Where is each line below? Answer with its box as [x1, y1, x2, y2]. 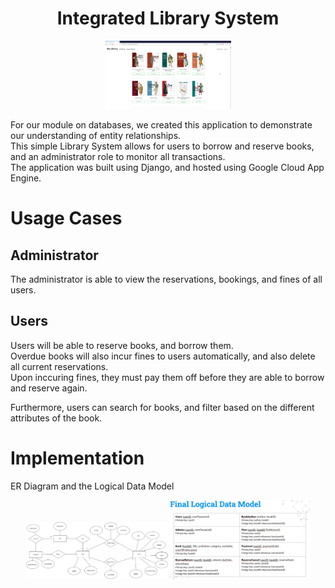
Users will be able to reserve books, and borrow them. [10, 339, 234, 351]
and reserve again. [10, 382, 88, 394]
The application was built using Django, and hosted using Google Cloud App [10, 162, 325, 173]
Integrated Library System [56, 7, 280, 30]
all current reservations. [10, 360, 109, 372]
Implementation [10, 447, 145, 469]
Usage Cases [10, 207, 123, 230]
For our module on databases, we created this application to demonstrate [10, 119, 313, 131]
